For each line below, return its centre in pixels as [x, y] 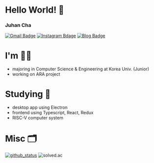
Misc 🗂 [21, 138]
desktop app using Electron [40, 107]
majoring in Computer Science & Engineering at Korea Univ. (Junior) [81, 69]
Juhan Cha [18, 25]
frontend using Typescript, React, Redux [53, 113]
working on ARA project [36, 74]
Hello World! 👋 [35, 10]
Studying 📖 [28, 94]
